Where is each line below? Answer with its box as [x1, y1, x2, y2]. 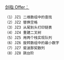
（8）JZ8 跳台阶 [5, 51, 34, 56]
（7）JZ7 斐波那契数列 [5, 45, 45, 50]
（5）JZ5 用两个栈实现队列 [5, 35, 52, 40]
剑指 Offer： [5, 4, 30, 10]
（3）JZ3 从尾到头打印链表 [5, 25, 52, 30]
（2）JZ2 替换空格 [5, 20, 38, 25]
